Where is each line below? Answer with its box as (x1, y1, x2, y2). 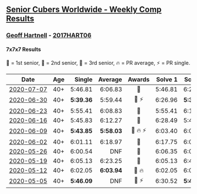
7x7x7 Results (6, 46, 41, 53)
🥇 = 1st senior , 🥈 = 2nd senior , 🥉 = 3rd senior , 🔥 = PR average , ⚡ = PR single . (6, 59, 191, 66)
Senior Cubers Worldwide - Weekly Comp (6, 5, 162, 15)
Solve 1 (156, 75, 178, 84)
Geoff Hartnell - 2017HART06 (6, 32, 92, 40)
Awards (128, 75, 150, 84)
